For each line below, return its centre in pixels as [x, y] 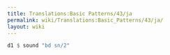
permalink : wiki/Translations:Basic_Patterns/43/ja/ [85, 20]
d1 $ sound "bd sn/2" [39, 46]
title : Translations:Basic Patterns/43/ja [70, 14]
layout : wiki [26, 26]
